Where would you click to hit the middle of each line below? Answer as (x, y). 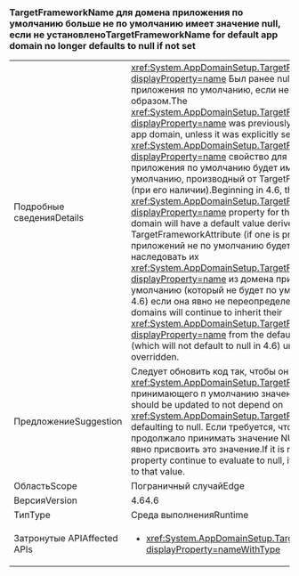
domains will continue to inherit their (206, 312)
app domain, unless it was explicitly (204, 134)
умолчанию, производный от (194, 179)
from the (246, 335)
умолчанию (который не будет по (204, 290)
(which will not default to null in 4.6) (206, 346)
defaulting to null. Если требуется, (203, 427)
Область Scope (45, 486)
